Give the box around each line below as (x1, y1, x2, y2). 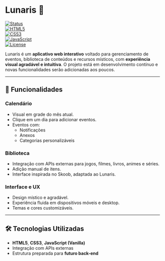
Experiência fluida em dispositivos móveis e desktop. (12, 200, 120, 206)
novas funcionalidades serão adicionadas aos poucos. (5, 66, 115, 73)
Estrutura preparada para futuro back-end (12, 250, 99, 257)
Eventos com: (12, 122, 40, 128)
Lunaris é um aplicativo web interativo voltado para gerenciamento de (5, 51, 149, 57)
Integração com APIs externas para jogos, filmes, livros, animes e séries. (12, 160, 160, 166)
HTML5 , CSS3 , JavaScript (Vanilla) (12, 240, 85, 246)
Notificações (19, 127, 46, 133)
